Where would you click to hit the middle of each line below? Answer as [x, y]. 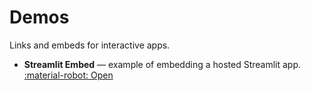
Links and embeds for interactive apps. [90, 45]
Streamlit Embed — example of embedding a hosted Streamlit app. [162, 64]
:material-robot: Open [68, 75]
